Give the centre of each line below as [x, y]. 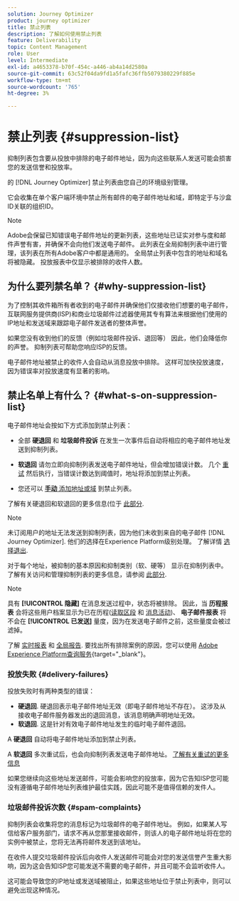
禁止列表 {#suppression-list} [94, 137]
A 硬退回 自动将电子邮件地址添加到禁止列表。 [74, 739]
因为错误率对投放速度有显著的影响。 [60, 370]
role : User [23, 54]
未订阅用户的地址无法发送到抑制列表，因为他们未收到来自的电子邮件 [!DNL [116, 532]
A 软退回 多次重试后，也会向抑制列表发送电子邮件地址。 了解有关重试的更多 [118, 754]
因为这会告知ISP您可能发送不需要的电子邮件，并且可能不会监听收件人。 [124, 866]
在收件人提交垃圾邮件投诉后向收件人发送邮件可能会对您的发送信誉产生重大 [116, 857]
